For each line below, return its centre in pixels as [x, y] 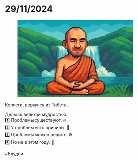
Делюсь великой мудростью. [36, 114]
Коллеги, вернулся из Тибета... [38, 105]
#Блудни [14, 153]
